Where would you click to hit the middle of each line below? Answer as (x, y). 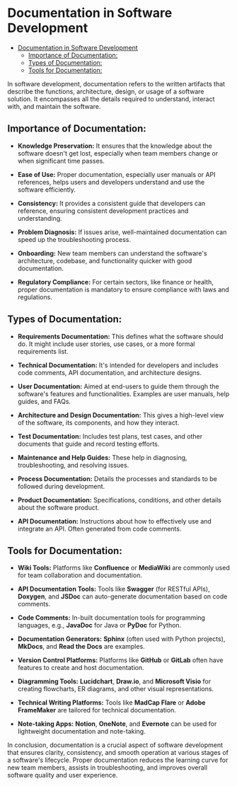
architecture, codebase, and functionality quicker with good (105, 260)
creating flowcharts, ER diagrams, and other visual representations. (116, 689)
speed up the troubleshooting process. (74, 239)
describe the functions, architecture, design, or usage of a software (106, 91)
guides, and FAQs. (44, 401)
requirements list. (43, 351)
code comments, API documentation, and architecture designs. (109, 372)
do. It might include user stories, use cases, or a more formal (106, 344)
